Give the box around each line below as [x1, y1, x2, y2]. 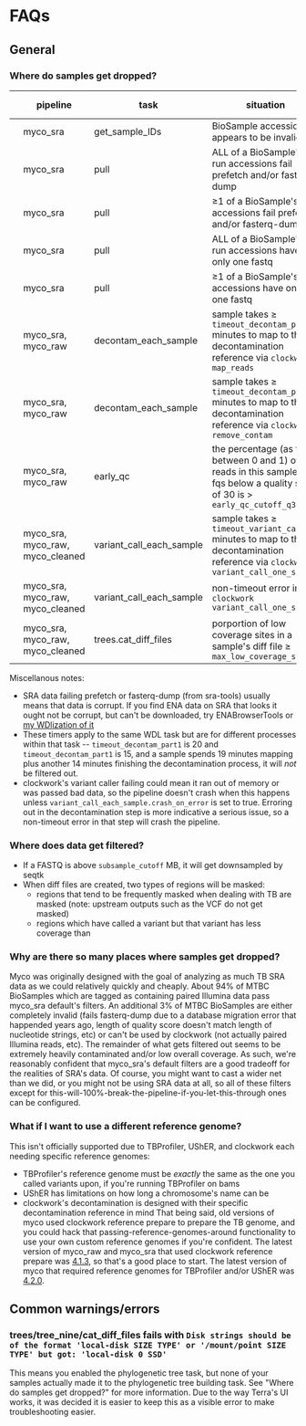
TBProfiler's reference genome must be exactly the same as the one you [22, 1168, 296, 1179]
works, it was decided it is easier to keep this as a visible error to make [9, 1397, 275, 1408]
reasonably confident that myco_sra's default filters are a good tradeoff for [9, 1058, 291, 1069]
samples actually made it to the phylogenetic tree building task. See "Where [9, 1378, 294, 1389]
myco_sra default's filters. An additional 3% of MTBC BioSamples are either [9, 1001, 293, 1012]
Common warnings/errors [9, 1302, 160, 1317]
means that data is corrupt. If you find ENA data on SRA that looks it [22, 699, 278, 710]
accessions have [211, 281, 284, 294]
